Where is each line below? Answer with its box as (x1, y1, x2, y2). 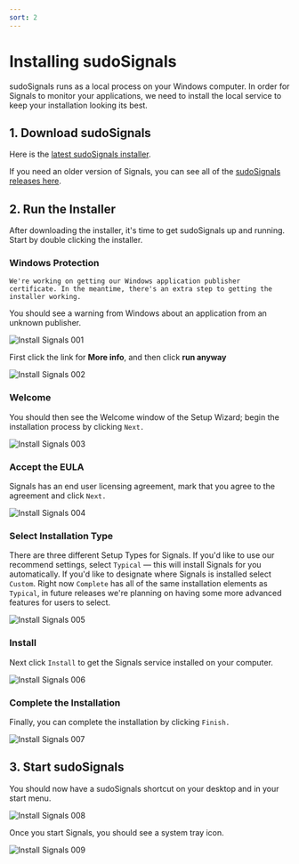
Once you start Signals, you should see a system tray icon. (9, 827, 224, 837)
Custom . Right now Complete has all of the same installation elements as (9, 578, 269, 589)
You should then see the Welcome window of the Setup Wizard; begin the (9, 411, 280, 423)
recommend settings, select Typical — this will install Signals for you (9, 560, 262, 570)
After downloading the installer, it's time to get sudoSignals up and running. (9, 225, 286, 236)
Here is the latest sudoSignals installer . (9, 149, 151, 160)
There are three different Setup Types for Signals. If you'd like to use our (9, 550, 275, 561)
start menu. (9, 793, 52, 803)
